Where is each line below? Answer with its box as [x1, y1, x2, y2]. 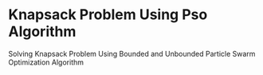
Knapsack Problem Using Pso [8, 6, 208, 24]
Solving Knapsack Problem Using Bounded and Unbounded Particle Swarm [8, 49, 256, 58]
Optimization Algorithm [8, 57, 84, 67]
